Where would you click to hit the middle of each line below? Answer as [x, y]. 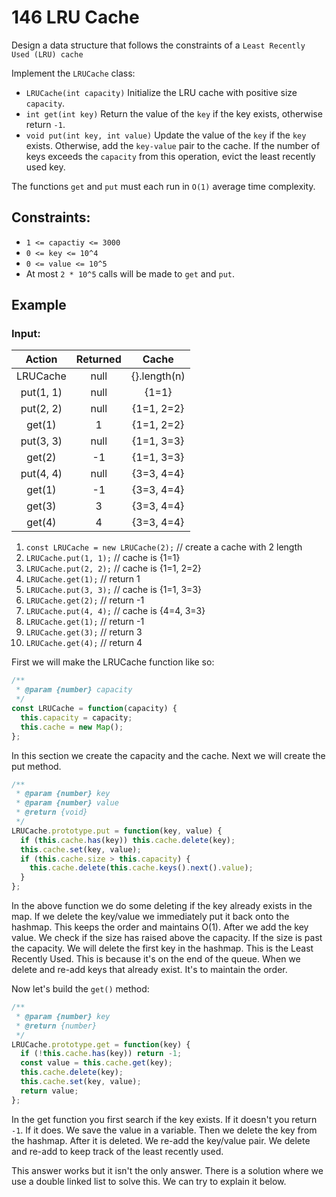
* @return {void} [51, 812]
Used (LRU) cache [47, 54]
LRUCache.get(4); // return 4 [84, 643]
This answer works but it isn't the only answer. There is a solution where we [167, 1170]
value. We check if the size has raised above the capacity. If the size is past [167, 938]
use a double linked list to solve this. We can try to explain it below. [149, 1181]
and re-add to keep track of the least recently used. [117, 1151]
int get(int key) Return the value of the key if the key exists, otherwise [174, 113]
